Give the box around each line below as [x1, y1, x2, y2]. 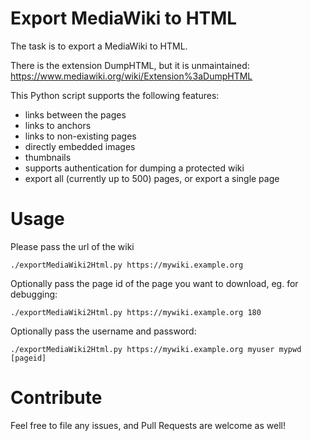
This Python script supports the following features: [10, 89, 220, 101]
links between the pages [24, 108, 127, 121]
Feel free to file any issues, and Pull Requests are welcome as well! [10, 419, 286, 431]
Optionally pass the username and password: [10, 325, 197, 337]
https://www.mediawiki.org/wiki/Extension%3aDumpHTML [10, 70, 253, 82]
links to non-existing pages [24, 130, 137, 142]
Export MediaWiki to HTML [10, 7, 238, 30]
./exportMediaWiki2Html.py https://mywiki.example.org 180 [10, 307, 262, 317]
